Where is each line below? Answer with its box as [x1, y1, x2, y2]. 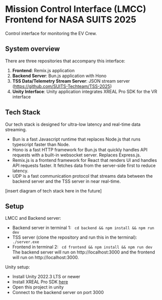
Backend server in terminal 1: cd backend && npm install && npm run [12, 225, 155, 231]
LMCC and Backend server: [5, 215, 62, 221]
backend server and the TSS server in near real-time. [12, 178, 121, 184]
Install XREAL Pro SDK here [12, 279, 68, 285]
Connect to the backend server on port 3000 [12, 290, 104, 296]
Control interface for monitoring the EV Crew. [5, 30, 97, 36]
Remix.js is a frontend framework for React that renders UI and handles [12, 157, 157, 163]
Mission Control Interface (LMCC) [5, 3, 147, 15]
